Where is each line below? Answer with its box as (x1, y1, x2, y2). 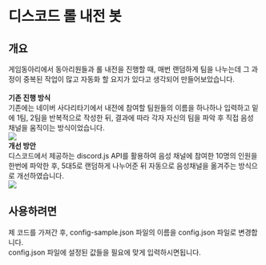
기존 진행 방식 (8, 93, 50, 102)
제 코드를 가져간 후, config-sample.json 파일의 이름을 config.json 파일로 (8, 227, 237, 237)
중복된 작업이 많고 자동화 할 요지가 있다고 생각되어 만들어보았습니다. (22, 74, 235, 84)
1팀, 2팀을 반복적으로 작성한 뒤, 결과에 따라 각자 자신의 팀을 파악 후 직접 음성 (16, 113, 254, 122)
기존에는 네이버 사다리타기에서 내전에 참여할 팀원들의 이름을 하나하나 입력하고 (8, 103, 251, 112)
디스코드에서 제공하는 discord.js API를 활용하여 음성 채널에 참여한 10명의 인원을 (8, 151, 258, 160)
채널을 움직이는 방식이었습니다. (8, 123, 106, 132)
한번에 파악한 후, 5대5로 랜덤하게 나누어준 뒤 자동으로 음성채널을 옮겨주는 (8, 161, 237, 171)
